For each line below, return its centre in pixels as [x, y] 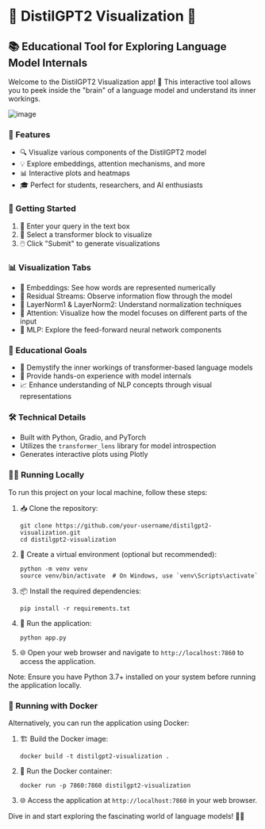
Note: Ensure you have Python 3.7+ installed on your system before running [132, 677]
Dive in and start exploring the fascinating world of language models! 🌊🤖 [127, 816]
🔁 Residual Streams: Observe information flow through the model [126, 296]
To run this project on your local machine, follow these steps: [108, 492]
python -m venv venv [54, 569]
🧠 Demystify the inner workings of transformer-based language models [136, 367]
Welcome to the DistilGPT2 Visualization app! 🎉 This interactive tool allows [130, 82]
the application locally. [45, 685]
